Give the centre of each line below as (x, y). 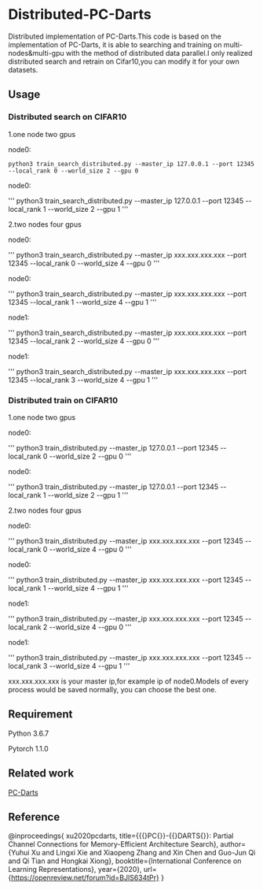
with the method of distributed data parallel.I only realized (159, 53)
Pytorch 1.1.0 (28, 748)
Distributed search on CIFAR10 (68, 117)
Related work (41, 773)
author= (233, 844)
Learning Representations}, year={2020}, (75, 870)
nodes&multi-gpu (36, 53)
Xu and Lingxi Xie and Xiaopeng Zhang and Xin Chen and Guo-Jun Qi (143, 853)
